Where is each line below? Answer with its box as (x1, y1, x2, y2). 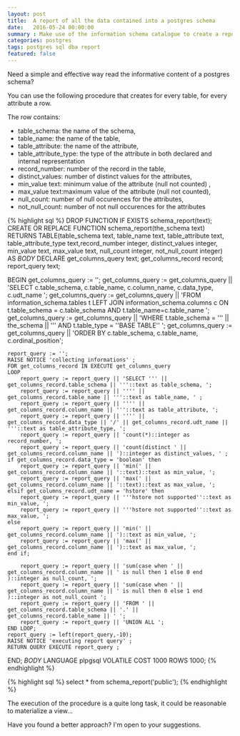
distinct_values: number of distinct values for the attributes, (17, 172, 193, 181)
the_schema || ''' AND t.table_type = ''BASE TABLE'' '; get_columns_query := (7, 321, 233, 329)
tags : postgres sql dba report (7, 44, 101, 51)
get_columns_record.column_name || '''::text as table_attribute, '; (7, 406, 219, 413)
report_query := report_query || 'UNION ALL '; (20, 618, 164, 625)
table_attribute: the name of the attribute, (17, 141, 139, 150)
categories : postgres (7, 37, 72, 44)
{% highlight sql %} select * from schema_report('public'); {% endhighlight (7, 677, 227, 686)
